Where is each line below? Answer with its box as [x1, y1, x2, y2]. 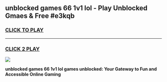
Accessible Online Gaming [5, 71, 61, 77]
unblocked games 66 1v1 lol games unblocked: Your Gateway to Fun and [5, 66, 157, 72]
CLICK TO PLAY [5, 27, 44, 34]
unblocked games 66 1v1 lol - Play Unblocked [5, 4, 148, 12]
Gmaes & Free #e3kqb [5, 12, 75, 20]
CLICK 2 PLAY [5, 45, 40, 52]
